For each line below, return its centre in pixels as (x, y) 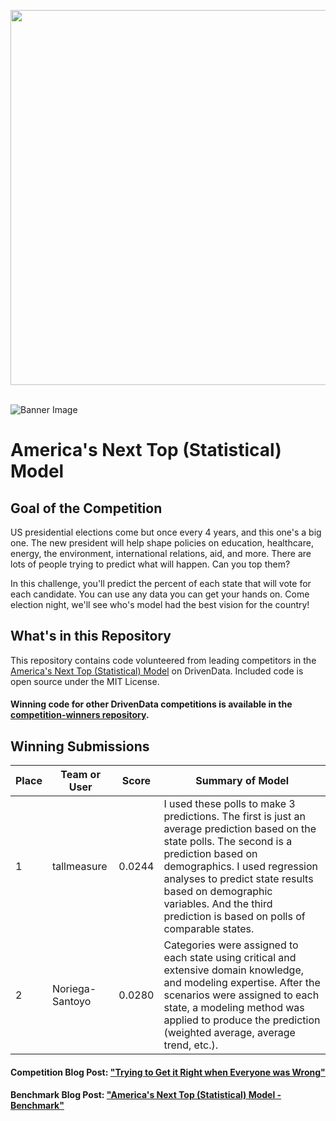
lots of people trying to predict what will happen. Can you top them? (150, 564)
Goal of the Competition (86, 508)
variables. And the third (218, 904)
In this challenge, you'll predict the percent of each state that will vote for (161, 583)
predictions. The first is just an (234, 817)
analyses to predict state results (238, 879)
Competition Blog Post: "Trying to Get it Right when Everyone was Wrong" (168, 1072)
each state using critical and (230, 958)
